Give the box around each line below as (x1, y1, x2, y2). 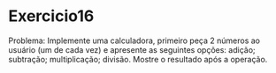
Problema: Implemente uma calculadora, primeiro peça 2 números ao (8, 35, 260, 46)
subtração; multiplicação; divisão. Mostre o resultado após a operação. (8, 54, 268, 64)
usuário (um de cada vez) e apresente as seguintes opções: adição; (8, 44, 256, 55)
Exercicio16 (8, 6, 95, 26)
